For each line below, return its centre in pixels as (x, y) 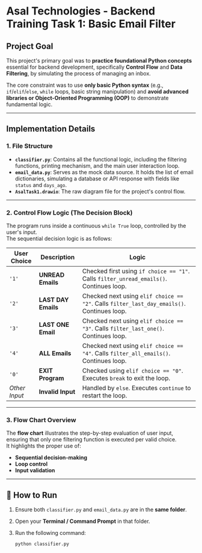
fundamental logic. (29, 104)
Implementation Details (51, 129)
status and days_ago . (41, 185)
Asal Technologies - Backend (81, 11)
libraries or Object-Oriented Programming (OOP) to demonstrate (88, 98)
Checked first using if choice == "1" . (136, 271)
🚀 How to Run (32, 495)
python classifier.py (42, 544)
